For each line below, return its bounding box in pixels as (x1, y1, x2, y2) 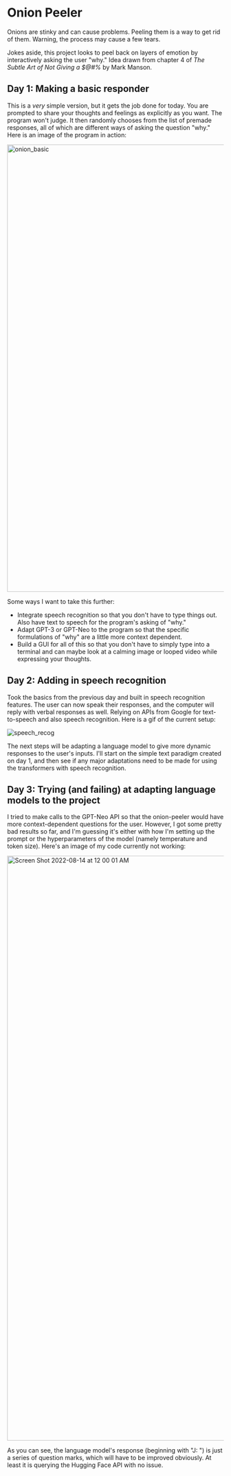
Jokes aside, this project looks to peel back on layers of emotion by (7, 48, 198, 57)
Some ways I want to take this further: (7, 597, 115, 605)
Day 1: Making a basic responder (7, 83, 149, 95)
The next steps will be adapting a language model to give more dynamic (7, 742, 211, 750)
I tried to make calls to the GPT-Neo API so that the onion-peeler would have (7, 813, 224, 821)
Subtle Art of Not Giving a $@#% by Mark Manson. (7, 63, 153, 71)
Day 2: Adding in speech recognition (7, 675, 166, 687)
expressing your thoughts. (16, 654, 91, 663)
